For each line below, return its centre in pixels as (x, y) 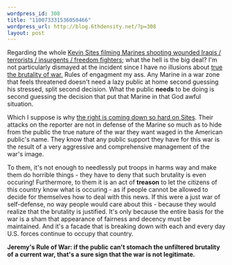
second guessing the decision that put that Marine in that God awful (104, 97)
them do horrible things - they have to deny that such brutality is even (107, 175)
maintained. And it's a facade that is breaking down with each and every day (116, 226)
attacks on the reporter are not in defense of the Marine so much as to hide (115, 125)
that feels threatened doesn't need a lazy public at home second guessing (113, 82)
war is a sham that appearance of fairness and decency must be (99, 219)
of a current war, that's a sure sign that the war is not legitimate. (101, 255)
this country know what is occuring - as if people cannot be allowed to (108, 190)
